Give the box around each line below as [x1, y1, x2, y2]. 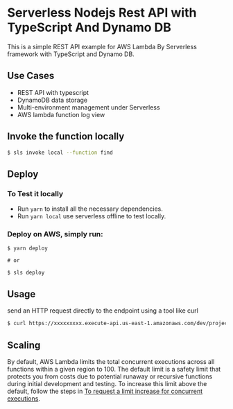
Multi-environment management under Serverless [17, 103, 161, 112]
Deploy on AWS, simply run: [7, 229, 103, 239]
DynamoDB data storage [17, 96, 88, 104]
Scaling [7, 339, 41, 351]
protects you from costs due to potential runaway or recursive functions [7, 372, 213, 381]
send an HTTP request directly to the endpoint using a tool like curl [7, 306, 199, 315]
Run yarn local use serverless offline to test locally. [17, 212, 166, 220]
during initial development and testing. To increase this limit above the [7, 379, 207, 388]
